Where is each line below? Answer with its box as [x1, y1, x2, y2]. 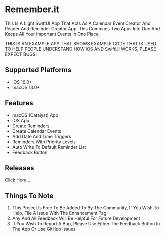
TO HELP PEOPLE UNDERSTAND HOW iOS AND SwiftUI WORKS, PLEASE [5, 46, 156, 52]
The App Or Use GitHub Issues [12, 226, 76, 232]
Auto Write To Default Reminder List [12, 144, 86, 150]
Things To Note [5, 191, 54, 200]
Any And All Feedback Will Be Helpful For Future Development [12, 215, 141, 221]
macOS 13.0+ [12, 84, 40, 90]
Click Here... [5, 177, 31, 183]
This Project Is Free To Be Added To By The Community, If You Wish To [12, 205, 159, 211]
